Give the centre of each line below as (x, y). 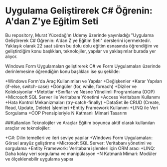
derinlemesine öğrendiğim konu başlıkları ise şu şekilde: (63, 71)
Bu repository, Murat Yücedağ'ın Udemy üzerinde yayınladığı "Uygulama (80, 35)
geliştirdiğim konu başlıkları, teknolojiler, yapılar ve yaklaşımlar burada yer (81, 51)
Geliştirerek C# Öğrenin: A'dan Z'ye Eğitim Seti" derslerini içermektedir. (78, 40)
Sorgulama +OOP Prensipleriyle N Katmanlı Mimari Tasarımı (66, 113)
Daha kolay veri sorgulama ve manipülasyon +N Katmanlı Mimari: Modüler (81, 153)
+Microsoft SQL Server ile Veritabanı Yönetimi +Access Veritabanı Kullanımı (83, 97)
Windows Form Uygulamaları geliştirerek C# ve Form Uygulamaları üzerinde (83, 66)
